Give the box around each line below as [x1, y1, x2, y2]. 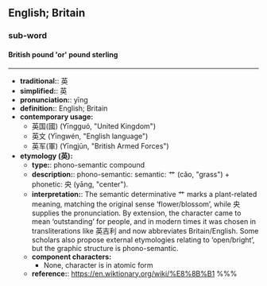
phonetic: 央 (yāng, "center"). [31, 179, 129, 189]
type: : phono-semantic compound [31, 160, 145, 169]
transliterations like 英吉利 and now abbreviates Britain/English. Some [31, 226, 259, 235]
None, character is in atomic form [43, 260, 153, 269]
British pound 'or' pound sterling [8, 49, 118, 59]
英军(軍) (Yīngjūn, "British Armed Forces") [31, 141, 169, 150]
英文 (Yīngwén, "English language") [31, 131, 149, 141]
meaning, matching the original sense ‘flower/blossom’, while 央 [31, 199, 241, 209]
